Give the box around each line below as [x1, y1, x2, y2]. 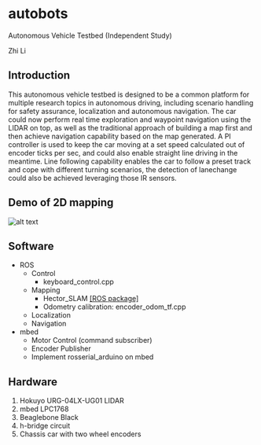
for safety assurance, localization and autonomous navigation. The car [8, 106, 237, 116]
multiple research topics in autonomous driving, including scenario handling [8, 97, 254, 107]
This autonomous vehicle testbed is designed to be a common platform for [8, 90, 250, 99]
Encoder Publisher [31, 344, 92, 354]
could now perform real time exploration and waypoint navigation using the [8, 115, 252, 124]
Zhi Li [8, 46, 26, 55]
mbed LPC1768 [19, 404, 69, 414]
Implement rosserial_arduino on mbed [31, 352, 154, 362]
